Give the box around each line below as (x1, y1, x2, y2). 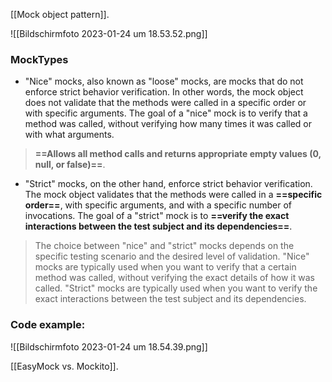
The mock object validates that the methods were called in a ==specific (24, 189, 323, 201)
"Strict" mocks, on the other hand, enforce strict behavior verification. (24, 178, 313, 190)
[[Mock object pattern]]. (10, 9, 110, 20)
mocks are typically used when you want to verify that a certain (34, 261, 297, 273)
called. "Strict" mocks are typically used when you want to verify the (34, 282, 318, 294)
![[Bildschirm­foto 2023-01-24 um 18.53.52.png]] (10, 28, 208, 39)
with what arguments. (24, 129, 115, 141)
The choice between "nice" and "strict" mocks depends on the (34, 240, 295, 252)
